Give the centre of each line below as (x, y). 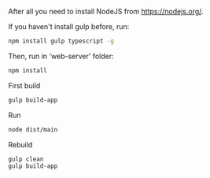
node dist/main (33, 129)
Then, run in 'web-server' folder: (61, 56)
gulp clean (26, 159)
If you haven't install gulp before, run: (69, 26)
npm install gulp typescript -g (61, 41)
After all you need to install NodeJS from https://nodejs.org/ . (106, 11)
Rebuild (20, 144)
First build (24, 85)
